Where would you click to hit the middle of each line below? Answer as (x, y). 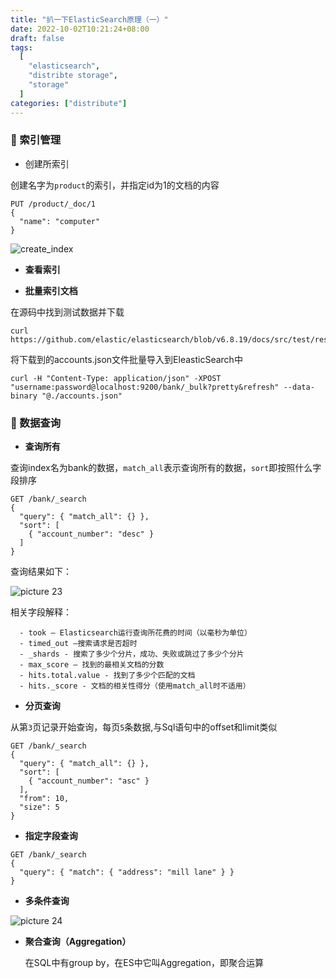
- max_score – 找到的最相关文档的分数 (92, 665)
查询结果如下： (41, 572)
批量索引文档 (51, 290)
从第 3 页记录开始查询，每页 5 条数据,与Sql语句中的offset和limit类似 (144, 727)
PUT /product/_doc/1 (53, 204)
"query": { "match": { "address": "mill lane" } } (127, 872)
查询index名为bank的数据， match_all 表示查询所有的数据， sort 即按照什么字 (166, 468)
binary (24, 396)
